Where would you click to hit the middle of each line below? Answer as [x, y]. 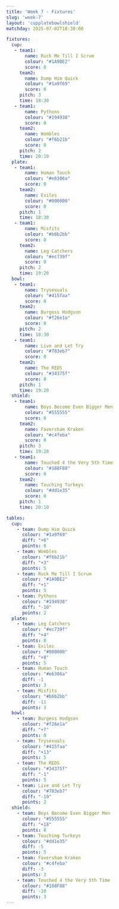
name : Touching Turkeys [54, 485]
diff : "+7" [35, 730]
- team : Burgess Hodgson [48, 719]
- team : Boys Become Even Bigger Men [64, 813]
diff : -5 [33, 847]
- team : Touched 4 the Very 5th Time [64, 880]
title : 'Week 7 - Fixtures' [41, 12]
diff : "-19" [37, 797]
